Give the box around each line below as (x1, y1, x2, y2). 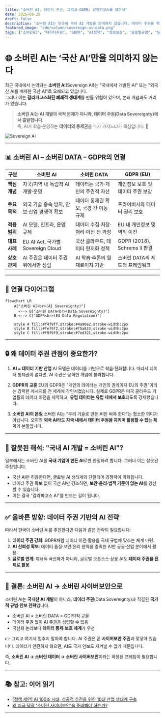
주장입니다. (5, 464, 27, 469)
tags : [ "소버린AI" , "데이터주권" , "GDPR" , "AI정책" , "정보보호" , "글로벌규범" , (5, 30, 153, 35)
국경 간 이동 (82, 204, 108, 211)
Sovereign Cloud (23, 245, 61, 251)
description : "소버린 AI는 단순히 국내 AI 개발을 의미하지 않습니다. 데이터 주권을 (5, 21, 154, 26)
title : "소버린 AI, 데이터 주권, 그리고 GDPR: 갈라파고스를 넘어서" (5, 7, 128, 12)
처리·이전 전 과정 (75, 228, 111, 235)
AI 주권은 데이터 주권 (23, 254, 68, 261)
